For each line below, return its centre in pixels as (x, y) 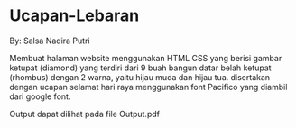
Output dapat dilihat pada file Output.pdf (85, 114)
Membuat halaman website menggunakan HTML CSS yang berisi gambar (146, 58)
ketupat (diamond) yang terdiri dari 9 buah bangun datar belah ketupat (141, 68)
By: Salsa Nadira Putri (50, 41)
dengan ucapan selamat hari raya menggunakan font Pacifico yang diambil (148, 87)
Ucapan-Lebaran (74, 16)
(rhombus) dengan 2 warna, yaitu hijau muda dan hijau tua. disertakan (140, 77)
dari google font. (40, 96)
